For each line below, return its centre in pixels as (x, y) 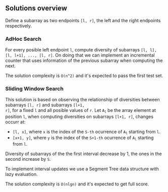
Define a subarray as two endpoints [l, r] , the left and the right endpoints (83, 20)
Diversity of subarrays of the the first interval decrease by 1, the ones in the (84, 154)
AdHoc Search (23, 39)
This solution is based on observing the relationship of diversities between (82, 100)
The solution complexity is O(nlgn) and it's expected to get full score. (77, 184)
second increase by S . (28, 159)
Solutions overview (36, 8)
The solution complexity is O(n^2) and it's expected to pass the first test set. (84, 76)
